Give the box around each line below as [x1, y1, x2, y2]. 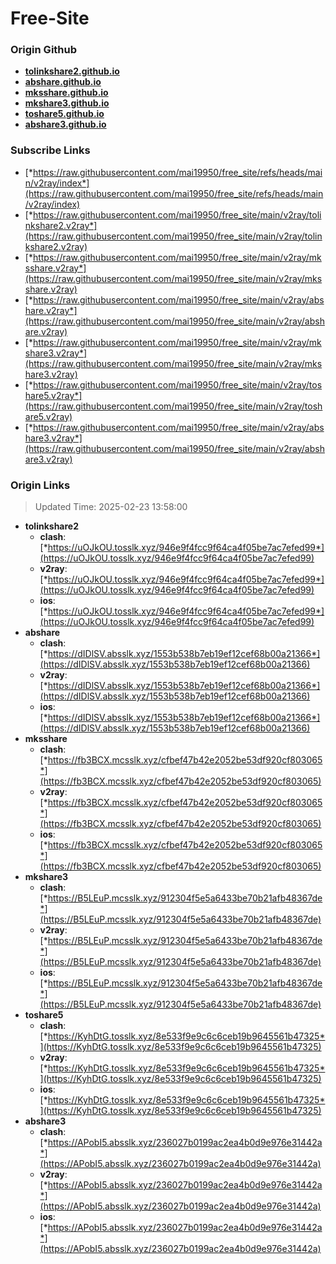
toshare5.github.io [24, 108, 105, 120]
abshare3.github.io [24, 118, 107, 131]
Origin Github [10, 43, 78, 57]
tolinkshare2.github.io [24, 65, 120, 77]
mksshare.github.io [24, 87, 109, 99]
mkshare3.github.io [24, 97, 110, 109]
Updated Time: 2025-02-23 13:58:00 [34, 501, 188, 513]
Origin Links [10, 478, 71, 492]
